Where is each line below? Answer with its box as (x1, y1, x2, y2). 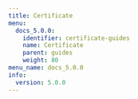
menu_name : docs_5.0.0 (8, 64, 84, 72)
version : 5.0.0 (15, 78, 66, 86)
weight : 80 (22, 57, 59, 65)
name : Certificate (22, 42, 84, 49)
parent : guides (22, 49, 73, 57)
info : (8, 71, 26, 79)
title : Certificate (8, 11, 73, 20)
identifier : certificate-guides (22, 34, 130, 42)
